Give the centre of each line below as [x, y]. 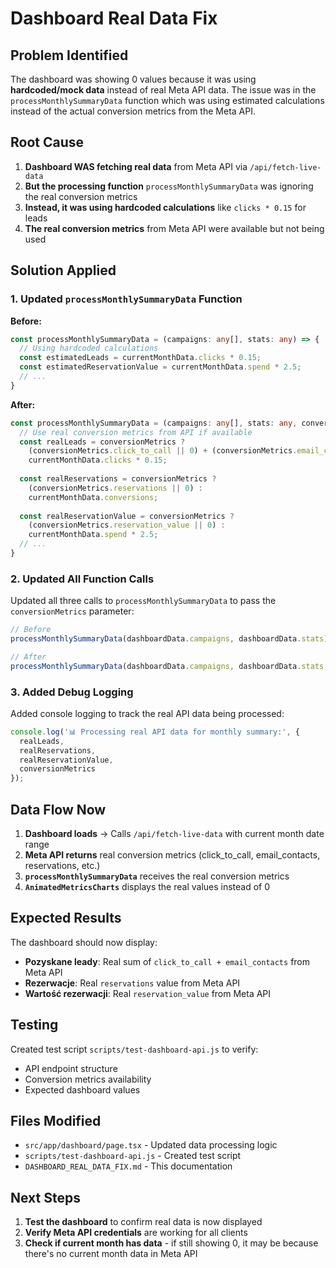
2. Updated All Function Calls [82, 579]
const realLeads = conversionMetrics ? [102, 442]
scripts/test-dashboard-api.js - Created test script [133, 1156]
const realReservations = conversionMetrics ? [118, 479]
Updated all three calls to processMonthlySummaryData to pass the [143, 601]
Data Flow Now [58, 809]
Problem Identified [69, 55]
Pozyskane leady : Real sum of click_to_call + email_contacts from [167, 961]
